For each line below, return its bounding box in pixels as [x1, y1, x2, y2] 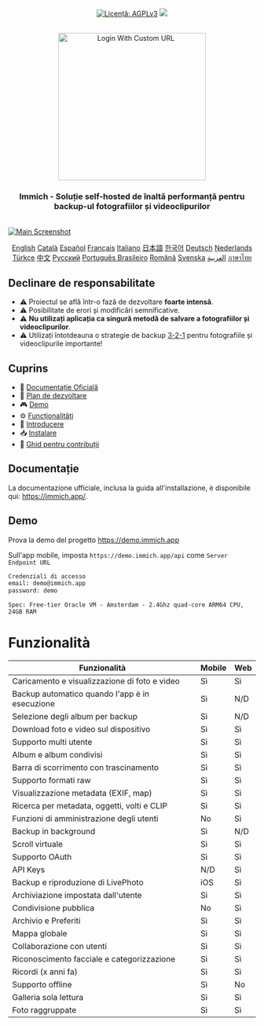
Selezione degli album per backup [12, 711, 137, 722]
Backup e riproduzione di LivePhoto [12, 877, 144, 888]
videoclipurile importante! [19, 339, 103, 349]
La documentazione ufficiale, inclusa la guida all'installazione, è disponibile [8, 483, 251, 493]
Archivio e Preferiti [12, 915, 81, 926]
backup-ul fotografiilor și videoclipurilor [53, 200, 211, 211]
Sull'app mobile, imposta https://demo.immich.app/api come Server [8, 550, 228, 559]
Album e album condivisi [12, 749, 103, 760]
